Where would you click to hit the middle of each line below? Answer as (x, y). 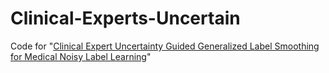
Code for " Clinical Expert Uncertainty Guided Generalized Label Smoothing (165, 46)
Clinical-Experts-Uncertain (125, 18)
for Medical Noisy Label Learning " (81, 56)
